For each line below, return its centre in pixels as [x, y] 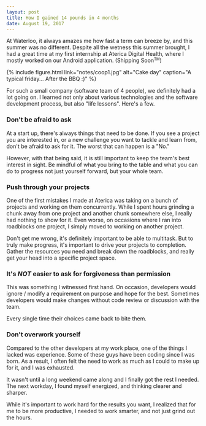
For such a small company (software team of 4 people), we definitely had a [101, 91]
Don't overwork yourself [44, 335]
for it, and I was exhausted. [40, 367]
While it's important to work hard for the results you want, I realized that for [101, 404]
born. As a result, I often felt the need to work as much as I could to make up [103, 361]
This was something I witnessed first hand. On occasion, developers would [101, 287]
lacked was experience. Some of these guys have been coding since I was [101, 354]
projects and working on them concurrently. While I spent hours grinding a [100, 207]
